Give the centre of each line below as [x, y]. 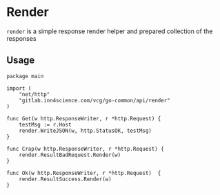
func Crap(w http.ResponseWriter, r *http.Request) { [86, 149]
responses [21, 38]
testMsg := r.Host [45, 124]
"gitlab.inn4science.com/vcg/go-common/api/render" [94, 100]
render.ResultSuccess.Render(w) [65, 179]
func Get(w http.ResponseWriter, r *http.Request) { [84, 118]
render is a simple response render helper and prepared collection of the [110, 31]
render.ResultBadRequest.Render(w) [70, 155]
